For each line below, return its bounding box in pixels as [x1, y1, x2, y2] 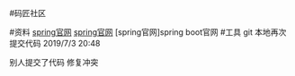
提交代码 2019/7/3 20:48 [9, 38, 101, 48]
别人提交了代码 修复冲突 [9, 57, 99, 67]
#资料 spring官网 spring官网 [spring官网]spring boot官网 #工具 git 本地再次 [9, 27, 287, 38]
